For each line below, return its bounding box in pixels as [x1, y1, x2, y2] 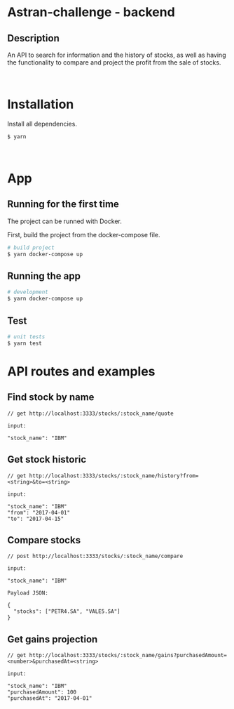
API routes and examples [7, 363, 156, 379]
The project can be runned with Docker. [7, 217, 123, 225]
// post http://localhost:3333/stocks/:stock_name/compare [7, 552, 184, 560]
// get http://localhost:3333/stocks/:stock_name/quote [7, 410, 174, 417]
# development [7, 289, 49, 296]
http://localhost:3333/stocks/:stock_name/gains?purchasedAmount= [29, 652, 228, 659]
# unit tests [7, 333, 46, 340]
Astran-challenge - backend [7, 4, 175, 20]
